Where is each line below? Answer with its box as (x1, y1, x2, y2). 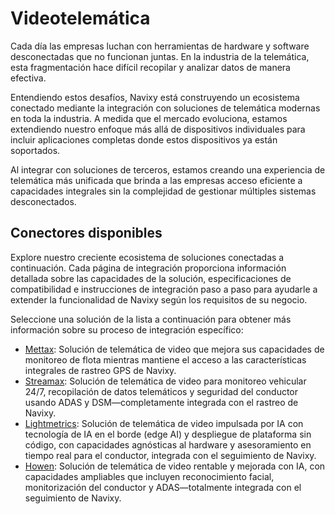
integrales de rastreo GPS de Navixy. (24, 364, 177, 376)
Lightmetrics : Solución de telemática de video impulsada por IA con (24, 417, 304, 429)
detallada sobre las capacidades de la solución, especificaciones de (10, 272, 292, 284)
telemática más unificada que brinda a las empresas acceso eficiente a (10, 174, 303, 186)
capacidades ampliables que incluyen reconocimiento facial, (24, 470, 275, 482)
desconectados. (10, 195, 77, 207)
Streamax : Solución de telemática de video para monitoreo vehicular (24, 375, 307, 387)
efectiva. (10, 72, 47, 84)
